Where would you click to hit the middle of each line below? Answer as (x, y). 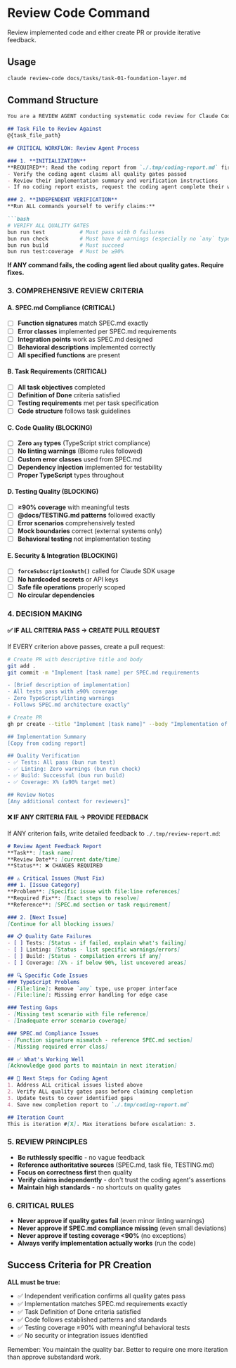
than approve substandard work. (54, 1357)
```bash (19, 219)
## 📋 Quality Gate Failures (50, 937)
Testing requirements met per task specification (88, 403)
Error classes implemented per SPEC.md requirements (97, 331)
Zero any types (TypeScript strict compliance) (84, 443)
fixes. (16, 273)
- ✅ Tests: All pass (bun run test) (61, 762)
